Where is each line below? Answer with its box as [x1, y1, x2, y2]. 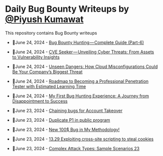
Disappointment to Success [12, 98, 68, 104]
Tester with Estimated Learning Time [12, 83, 86, 89]
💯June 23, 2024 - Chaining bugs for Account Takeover [12, 108, 123, 113]
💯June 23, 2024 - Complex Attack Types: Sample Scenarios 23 [12, 145, 140, 151]
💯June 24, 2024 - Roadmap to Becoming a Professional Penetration [12, 78, 149, 84]
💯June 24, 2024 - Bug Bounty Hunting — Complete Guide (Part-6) [12, 39, 144, 45]
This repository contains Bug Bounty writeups [5, 30, 98, 36]
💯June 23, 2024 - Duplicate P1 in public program [12, 117, 111, 123]
